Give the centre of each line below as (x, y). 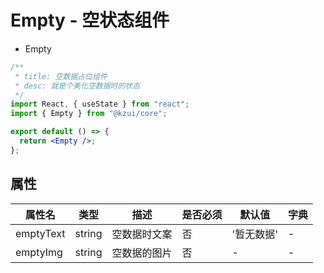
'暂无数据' (255, 234)
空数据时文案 (142, 234)
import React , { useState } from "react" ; (100, 104)
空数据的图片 (142, 253)
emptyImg (39, 252)
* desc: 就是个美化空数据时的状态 (77, 86)
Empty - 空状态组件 (90, 20)
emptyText (40, 233)
